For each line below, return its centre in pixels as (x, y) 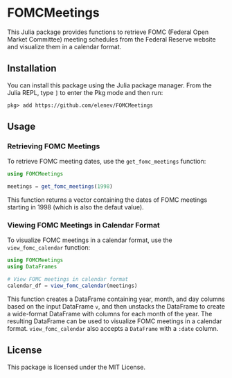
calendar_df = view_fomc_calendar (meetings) (72, 286)
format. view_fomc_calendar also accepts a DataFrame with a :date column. (113, 328)
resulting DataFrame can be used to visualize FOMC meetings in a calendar (115, 321)
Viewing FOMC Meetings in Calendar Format (84, 225)
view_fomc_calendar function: (49, 248)
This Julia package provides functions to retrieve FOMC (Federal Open (108, 32)
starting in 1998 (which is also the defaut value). (75, 207)
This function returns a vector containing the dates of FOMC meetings (107, 200)
